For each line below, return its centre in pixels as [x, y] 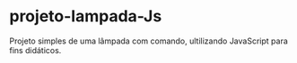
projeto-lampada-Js [86, 16]
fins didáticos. [35, 50]
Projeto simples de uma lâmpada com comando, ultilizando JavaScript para [149, 41]
